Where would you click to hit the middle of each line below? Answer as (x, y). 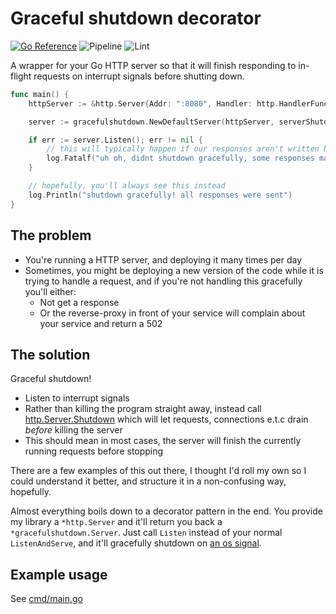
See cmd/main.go (46, 599)
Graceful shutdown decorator (136, 18)
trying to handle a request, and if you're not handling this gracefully (163, 281)
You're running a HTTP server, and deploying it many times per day (163, 259)
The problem (51, 235)
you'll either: (50, 291)
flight (21, 76)
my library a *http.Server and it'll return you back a (116, 522)
